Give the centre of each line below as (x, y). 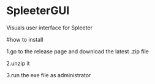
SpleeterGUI (38, 11)
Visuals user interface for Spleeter (50, 28)
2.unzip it (18, 63)
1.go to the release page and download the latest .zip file (77, 51)
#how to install (25, 39)
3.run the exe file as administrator (49, 75)
